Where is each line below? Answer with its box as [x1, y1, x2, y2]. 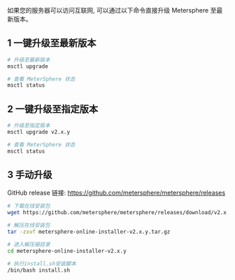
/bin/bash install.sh [7, 267, 71, 274]
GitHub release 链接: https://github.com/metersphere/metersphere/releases [7, 188, 226, 197]
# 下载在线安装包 [7, 202, 50, 210]
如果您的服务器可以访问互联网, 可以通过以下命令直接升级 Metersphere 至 [7, 6, 217, 14]
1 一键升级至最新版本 [7, 37, 97, 49]
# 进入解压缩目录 [7, 241, 50, 248]
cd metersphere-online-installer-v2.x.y [7, 247, 127, 254]
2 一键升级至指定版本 [7, 103, 99, 115]
